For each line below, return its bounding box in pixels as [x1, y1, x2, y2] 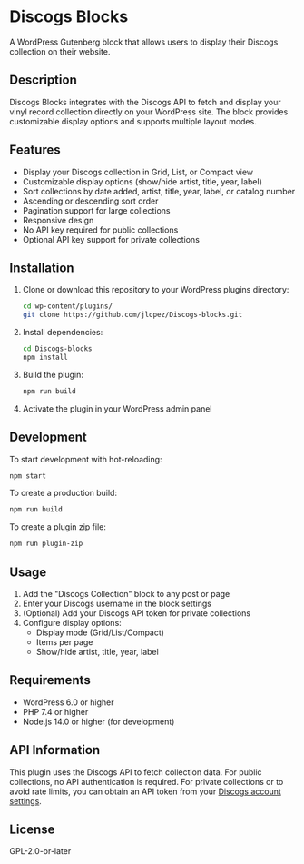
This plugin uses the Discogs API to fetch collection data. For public [9, 766, 262, 778]
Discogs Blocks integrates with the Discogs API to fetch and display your [9, 96, 281, 107]
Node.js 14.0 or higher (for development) [22, 716, 175, 727]
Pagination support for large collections [22, 204, 171, 215]
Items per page [35, 637, 93, 647]
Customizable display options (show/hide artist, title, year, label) [22, 175, 263, 187]
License [9, 822, 55, 838]
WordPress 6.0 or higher [22, 697, 114, 708]
